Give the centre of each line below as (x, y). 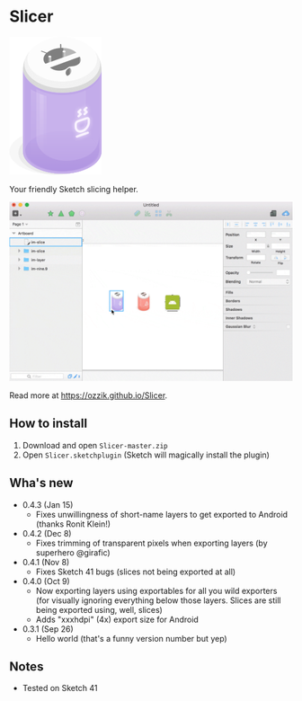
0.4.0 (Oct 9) (46, 581)
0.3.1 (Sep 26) (48, 629)
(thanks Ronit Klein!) (73, 524)
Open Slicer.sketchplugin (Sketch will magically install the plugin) (146, 455)
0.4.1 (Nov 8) (46, 562)
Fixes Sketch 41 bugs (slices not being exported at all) (136, 572)
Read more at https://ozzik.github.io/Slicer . (89, 395)
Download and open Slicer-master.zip (95, 445)
